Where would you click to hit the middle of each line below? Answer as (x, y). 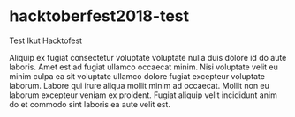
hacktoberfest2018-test (99, 16)
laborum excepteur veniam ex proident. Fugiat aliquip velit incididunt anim (144, 95)
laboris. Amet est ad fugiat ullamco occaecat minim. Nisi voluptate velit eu (144, 67)
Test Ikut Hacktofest (45, 40)
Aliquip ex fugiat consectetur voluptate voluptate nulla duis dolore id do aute (148, 57)
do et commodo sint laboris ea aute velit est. (90, 104)
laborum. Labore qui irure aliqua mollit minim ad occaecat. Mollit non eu (139, 85)
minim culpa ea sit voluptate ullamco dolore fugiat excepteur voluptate (137, 76)
